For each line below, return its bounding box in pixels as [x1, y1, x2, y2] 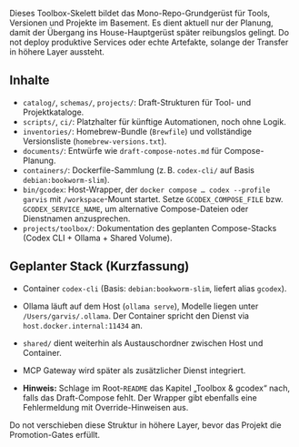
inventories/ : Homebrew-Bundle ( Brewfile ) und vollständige [22, 126, 253, 137]
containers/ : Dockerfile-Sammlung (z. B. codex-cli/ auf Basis [22, 164, 254, 176]
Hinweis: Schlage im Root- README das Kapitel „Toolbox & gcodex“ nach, [22, 382, 291, 393]
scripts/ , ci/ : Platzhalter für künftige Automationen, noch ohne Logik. [22, 116, 286, 127]
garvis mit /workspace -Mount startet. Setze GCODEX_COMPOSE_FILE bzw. [22, 193, 284, 204]
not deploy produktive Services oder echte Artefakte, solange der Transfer [9, 36, 289, 47]
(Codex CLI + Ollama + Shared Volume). [22, 232, 173, 243]
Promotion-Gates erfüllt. [9, 429, 101, 440]
